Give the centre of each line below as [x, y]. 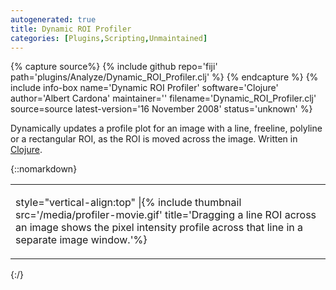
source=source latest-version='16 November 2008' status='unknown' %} [161, 109]
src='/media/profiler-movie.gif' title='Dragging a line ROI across [166, 215]
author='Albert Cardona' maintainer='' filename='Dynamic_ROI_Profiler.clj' [163, 98]
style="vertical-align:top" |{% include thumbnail [128, 203]
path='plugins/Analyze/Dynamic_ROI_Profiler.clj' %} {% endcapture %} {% [164, 77]
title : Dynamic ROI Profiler [71, 29]
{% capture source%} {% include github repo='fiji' [114, 67]
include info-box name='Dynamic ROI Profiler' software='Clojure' [144, 88]
